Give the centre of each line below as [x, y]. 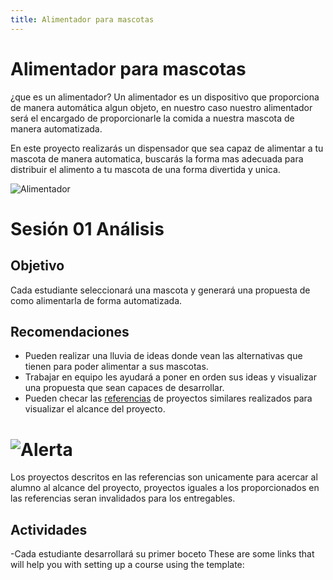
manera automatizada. [56, 128]
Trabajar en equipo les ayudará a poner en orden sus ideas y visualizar [170, 377]
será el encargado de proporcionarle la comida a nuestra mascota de [152, 118]
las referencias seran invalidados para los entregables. [123, 498]
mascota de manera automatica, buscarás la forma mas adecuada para [157, 158]
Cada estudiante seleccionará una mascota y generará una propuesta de [160, 290]
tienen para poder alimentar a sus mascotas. [116, 367]
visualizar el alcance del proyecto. [95, 409]
